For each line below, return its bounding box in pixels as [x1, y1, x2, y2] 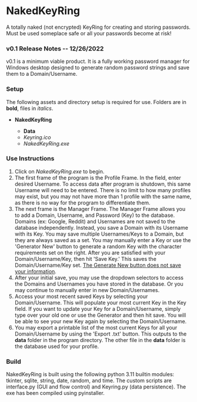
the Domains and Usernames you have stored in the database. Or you [14, 280, 183, 287]
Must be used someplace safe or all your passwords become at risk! [6, 29, 172, 36]
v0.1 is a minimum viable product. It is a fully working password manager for [6, 58, 190, 65]
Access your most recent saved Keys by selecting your [14, 293, 148, 300]
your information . [14, 267, 57, 274]
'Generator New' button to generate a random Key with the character [14, 243, 182, 250]
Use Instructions [6, 155, 55, 163]
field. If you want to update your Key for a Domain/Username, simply [14, 305, 181, 312]
